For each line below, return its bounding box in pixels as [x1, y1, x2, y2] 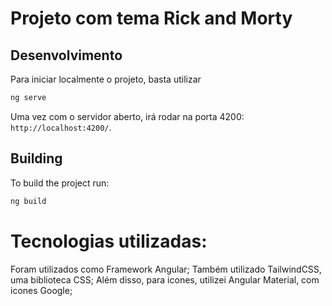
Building [10, 150, 63, 167]
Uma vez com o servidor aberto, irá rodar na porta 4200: [10, 110, 245, 122]
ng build [10, 196, 47, 206]
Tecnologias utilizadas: [10, 230, 208, 252]
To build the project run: [10, 177, 110, 189]
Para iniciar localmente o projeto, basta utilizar [10, 73, 202, 85]
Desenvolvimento [10, 47, 123, 64]
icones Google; [10, 284, 73, 296]
